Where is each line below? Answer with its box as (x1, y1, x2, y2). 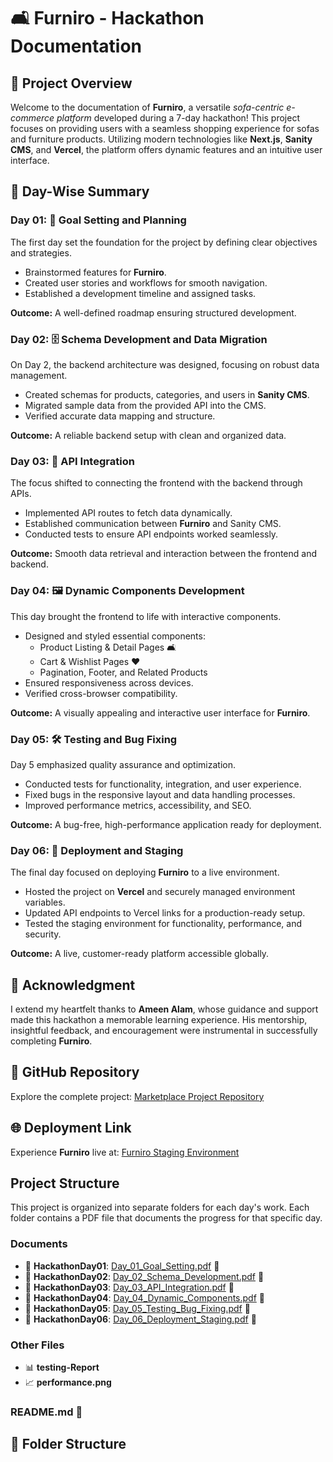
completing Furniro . (10, 1035, 93, 1047)
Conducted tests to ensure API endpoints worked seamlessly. (24, 528, 279, 540)
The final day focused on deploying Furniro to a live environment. (10, 866, 280, 879)
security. (24, 928, 62, 940)
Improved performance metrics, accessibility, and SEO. (24, 799, 252, 811)
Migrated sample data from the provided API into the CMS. (24, 399, 267, 411)
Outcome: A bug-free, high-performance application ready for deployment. (10, 818, 322, 830)
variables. (24, 896, 66, 909)
